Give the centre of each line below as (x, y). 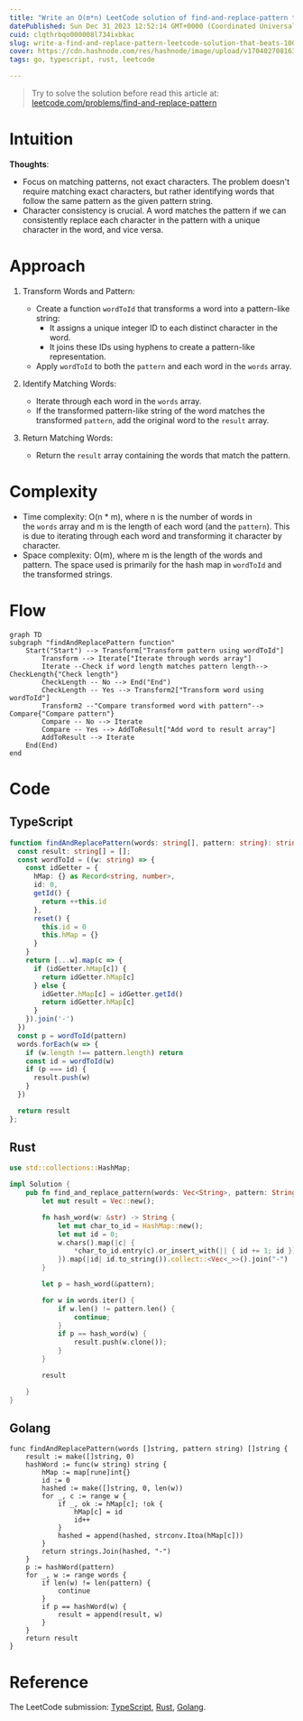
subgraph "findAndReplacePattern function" (92, 643)
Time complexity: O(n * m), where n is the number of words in (137, 516)
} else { (50, 985)
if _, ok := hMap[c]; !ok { (110, 1504)
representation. (78, 356)
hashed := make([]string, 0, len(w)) (112, 1489)
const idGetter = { (62, 868)
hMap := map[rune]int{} (86, 1473)
